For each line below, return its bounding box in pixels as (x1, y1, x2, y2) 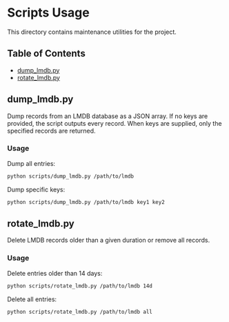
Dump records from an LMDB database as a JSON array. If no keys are (7, 112, 208, 120)
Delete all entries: (7, 295, 57, 303)
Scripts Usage (7, 5, 90, 21)
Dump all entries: (7, 159, 56, 167)
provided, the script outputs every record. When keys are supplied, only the (7, 119, 222, 127)
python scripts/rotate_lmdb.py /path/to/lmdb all (7, 308, 153, 315)
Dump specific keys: (7, 185, 66, 193)
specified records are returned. (7, 126, 96, 135)
